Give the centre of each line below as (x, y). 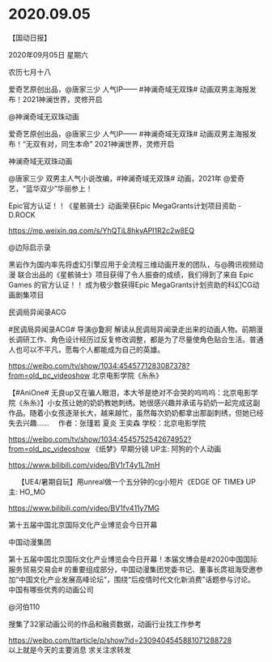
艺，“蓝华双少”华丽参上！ (51, 188)
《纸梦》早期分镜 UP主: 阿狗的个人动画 (157, 448)
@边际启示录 (30, 247)
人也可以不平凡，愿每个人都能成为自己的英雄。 (86, 349)
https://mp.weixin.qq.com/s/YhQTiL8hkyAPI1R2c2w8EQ (102, 230)
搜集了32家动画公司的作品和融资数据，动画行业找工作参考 (105, 624)
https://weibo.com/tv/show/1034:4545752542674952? (100, 439)
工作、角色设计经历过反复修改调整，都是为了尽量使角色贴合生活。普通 (147, 339)
